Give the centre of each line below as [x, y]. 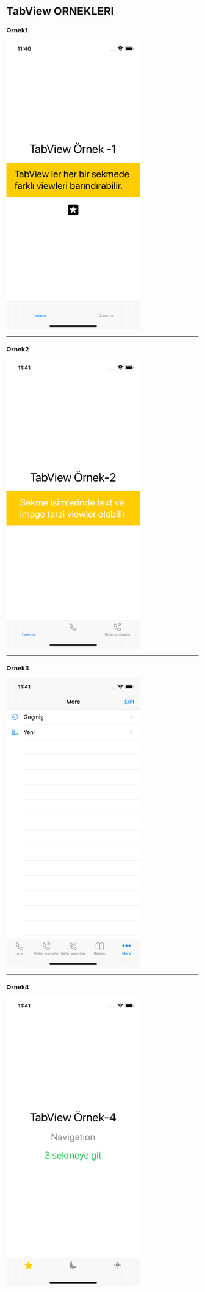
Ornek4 [18, 987]
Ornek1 [17, 31]
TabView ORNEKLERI [60, 11]
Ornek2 [18, 350]
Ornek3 [18, 669]
